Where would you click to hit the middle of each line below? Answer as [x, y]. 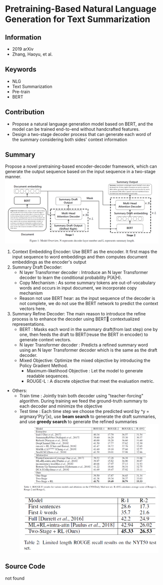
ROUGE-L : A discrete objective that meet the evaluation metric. [91, 381]
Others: [20, 390]
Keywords [21, 69]
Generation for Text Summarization [78, 19]
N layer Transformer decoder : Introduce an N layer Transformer [84, 273]
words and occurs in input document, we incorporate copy [78, 288]
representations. [28, 324]
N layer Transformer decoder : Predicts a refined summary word [84, 345]
